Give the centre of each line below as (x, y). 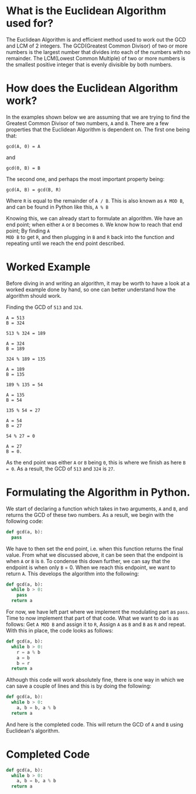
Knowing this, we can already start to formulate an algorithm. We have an (94, 218)
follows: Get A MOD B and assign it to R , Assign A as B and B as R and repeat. (96, 624)
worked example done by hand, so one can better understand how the (91, 290)
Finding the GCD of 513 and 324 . (44, 307)
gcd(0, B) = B (23, 168)
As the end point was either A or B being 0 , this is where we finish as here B (96, 462)
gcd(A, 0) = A (23, 146)
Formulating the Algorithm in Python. (98, 492)
